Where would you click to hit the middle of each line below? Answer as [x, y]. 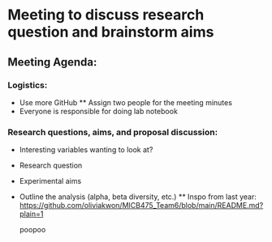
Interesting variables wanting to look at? [86, 150]
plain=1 [31, 214]
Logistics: [28, 85]
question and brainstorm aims [111, 32]
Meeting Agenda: [52, 62]
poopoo [32, 230]
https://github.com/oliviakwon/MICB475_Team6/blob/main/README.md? [141, 206]
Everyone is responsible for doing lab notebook [98, 111]
